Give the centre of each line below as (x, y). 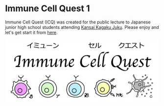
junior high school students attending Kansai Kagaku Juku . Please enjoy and (82, 27)
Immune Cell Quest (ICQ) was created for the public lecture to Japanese (78, 22)
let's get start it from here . (31, 32)
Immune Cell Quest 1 (47, 9)
